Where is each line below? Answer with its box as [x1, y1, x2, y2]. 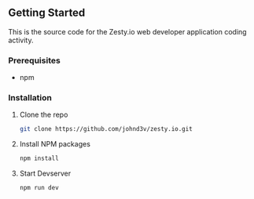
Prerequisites [8, 55, 61, 66]
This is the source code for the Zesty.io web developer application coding [8, 27, 247, 36]
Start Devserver [19, 168, 72, 179]
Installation [8, 92, 53, 103]
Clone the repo [19, 110, 68, 120]
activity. [8, 35, 34, 45]
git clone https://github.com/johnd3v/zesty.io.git [19, 125, 193, 133]
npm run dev [19, 184, 59, 192]
